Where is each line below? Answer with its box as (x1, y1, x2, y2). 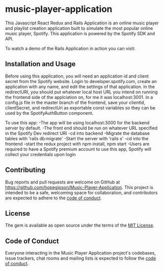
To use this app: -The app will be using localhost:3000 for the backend (5, 119, 150, 125)
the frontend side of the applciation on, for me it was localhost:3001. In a (5, 94, 153, 100)
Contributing (5, 166, 46, 175)
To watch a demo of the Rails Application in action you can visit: (5, 45, 136, 51)
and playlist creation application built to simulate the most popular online (5, 25, 153, 31)
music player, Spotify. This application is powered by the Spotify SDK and (5, 30, 155, 36)
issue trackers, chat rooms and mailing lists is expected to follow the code (5, 255, 156, 262)
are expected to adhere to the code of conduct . (5, 195, 102, 201)
